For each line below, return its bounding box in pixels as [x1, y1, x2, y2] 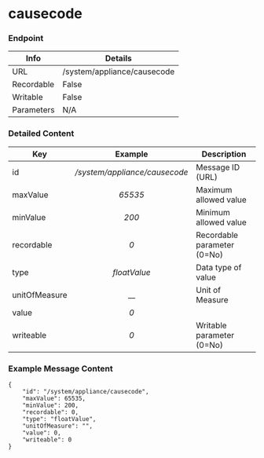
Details [104, 53, 132, 64]
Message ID [196, 162, 240, 173]
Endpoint [8, 33, 44, 44]
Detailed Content [8, 128, 75, 139]
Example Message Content [8, 363, 114, 374]
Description [201, 148, 247, 159]
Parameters [12, 104, 55, 115]
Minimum [196, 207, 230, 218]
